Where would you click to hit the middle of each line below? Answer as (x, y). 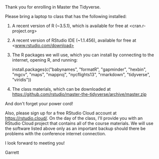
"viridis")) (22, 80)
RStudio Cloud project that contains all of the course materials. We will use (79, 123)
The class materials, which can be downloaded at (61, 89)
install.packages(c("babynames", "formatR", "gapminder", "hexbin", (79, 69)
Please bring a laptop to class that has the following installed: (66, 16)
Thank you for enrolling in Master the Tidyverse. (53, 7)
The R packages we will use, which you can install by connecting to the (83, 55)
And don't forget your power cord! (39, 103)
